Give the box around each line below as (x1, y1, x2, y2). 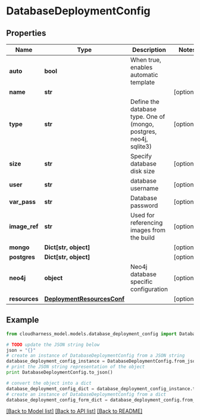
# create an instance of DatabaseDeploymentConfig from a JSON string (6, 352, 185, 359)
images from (130, 226, 165, 234)
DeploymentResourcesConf (44, 295, 125, 303)
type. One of (130, 112, 165, 121)
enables (130, 63, 153, 71)
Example (6, 315, 39, 325)
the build (130, 234, 155, 241)
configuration (130, 285, 168, 293)
